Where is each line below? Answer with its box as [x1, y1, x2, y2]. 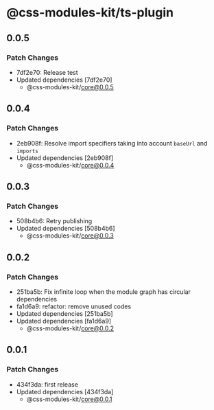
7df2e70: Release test [16, 68, 78, 76]
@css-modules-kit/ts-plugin [6, 5, 174, 21]
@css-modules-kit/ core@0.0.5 [26, 82, 114, 91]
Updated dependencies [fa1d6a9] [16, 317, 111, 325]
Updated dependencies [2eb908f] [16, 153, 114, 162]
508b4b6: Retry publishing [16, 217, 93, 225]
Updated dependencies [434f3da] [16, 387, 114, 396]
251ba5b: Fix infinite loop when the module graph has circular [16, 287, 191, 296]
